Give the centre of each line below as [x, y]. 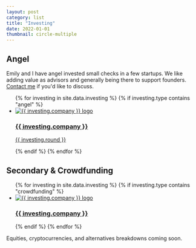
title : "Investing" [31, 23]
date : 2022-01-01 [28, 29]
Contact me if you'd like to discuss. [50, 86]
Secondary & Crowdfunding [60, 170]
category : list [25, 18]
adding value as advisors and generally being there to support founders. [96, 80]
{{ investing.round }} [41, 140]
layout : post [23, 12]
